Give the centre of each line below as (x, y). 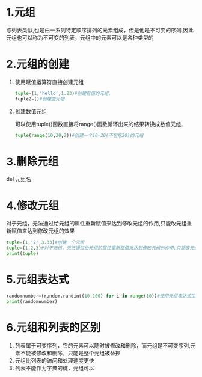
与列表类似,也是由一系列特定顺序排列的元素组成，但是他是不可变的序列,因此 (100, 30)
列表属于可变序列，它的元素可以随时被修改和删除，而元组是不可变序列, (103, 345)
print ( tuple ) (23, 254)
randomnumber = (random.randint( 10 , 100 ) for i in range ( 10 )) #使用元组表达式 (99, 296)
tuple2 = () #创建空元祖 (40, 99)
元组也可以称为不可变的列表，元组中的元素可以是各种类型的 (80, 37)
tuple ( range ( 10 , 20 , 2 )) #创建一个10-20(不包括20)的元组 (79, 135)
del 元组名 (19, 179)
